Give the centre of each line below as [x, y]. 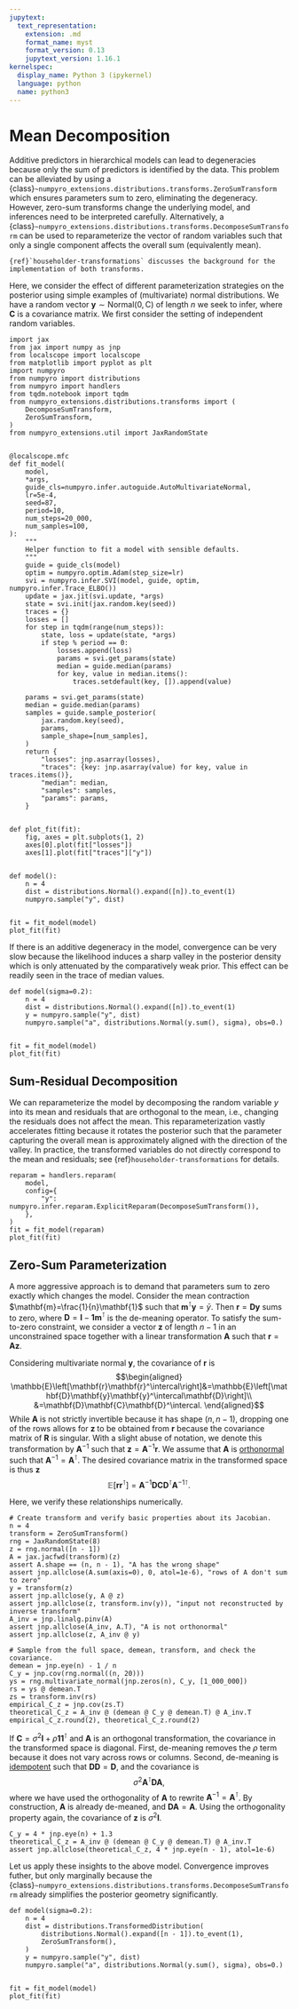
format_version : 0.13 [65, 51]
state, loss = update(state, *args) [109, 635]
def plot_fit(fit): [45, 830]
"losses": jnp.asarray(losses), [101, 760]
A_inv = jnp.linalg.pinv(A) [61, 1619]
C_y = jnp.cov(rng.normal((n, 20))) [77, 1674]
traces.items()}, [41, 775]
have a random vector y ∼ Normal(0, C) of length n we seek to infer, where [146, 305]
